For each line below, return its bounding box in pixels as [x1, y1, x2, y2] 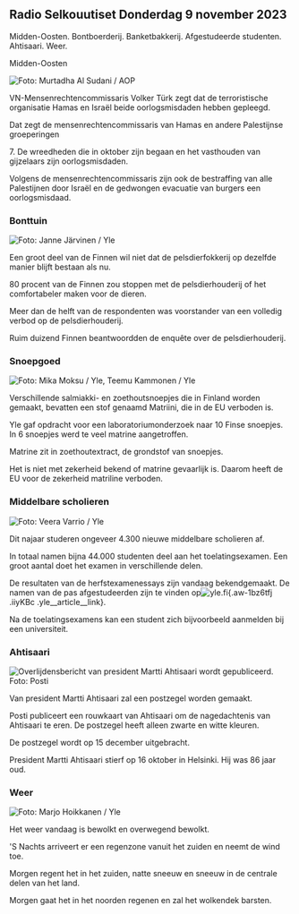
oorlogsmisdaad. [9, 192, 72, 202]
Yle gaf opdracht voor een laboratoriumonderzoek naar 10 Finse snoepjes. [9, 420, 284, 431]
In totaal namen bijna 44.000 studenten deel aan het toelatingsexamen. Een [9, 551, 288, 561]
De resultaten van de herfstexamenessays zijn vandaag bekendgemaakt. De [9, 577, 290, 588]
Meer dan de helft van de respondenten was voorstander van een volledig [9, 306, 283, 317]
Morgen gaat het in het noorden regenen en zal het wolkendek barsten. [9, 895, 272, 906]
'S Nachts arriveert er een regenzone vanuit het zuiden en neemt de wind [9, 841, 280, 852]
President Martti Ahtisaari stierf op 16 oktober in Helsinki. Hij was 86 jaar [9, 755, 276, 765]
